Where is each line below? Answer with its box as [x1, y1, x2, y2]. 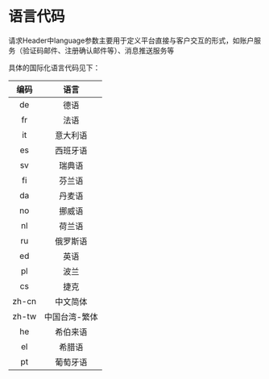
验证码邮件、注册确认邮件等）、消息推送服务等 [22, 45, 175, 55]
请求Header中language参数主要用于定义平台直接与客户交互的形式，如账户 [8, 35, 255, 45]
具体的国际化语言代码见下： [8, 62, 101, 73]
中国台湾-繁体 [43, 311, 98, 323]
